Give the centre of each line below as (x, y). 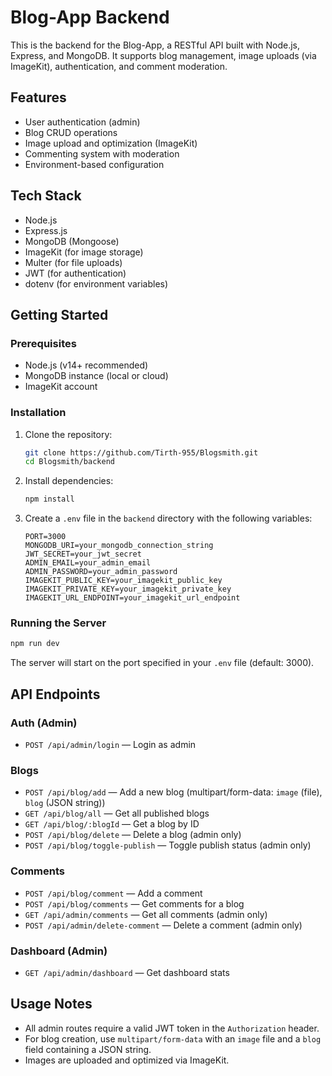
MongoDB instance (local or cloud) (96, 376)
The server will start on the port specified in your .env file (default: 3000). (162, 663)
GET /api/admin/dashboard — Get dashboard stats (127, 972)
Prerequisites (43, 343)
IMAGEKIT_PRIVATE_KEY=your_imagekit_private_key (128, 589)
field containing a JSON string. (88, 1049)
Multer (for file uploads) (73, 262)
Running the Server (58, 623)
